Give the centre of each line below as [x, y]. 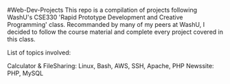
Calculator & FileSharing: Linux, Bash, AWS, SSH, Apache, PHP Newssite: [111, 66]
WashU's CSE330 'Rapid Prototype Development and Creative [95, 17]
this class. [21, 39]
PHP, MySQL [25, 73]
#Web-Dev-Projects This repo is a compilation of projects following [102, 10]
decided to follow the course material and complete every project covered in [115, 32]
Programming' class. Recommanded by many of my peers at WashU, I [106, 24]
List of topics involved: [39, 52]
